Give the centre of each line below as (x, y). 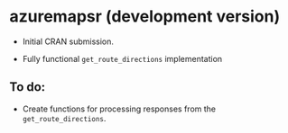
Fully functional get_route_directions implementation (122, 58)
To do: (28, 87)
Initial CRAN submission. (68, 41)
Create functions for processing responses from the (119, 109)
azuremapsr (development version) (145, 17)
